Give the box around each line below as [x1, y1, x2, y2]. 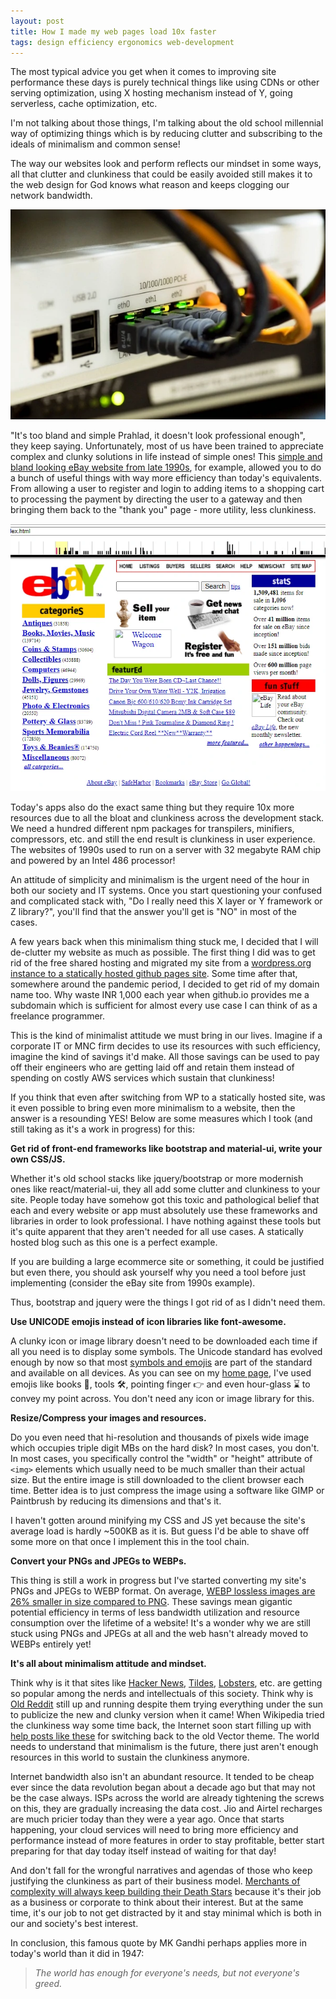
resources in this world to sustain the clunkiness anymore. [10, 1751, 250, 1764]
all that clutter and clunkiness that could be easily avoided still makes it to [10, 168, 313, 180]
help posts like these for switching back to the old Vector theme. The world [10, 1730, 320, 1742]
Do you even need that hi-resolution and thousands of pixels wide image [10, 1431, 310, 1444]
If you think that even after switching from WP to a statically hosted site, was [10, 1091, 326, 1104]
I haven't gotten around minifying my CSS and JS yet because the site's [10, 1515, 306, 1527]
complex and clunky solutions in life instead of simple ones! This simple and [10, 450, 323, 462]
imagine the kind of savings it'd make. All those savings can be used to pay [10, 1051, 320, 1063]
